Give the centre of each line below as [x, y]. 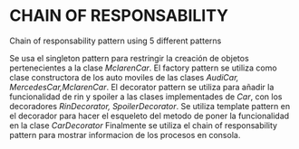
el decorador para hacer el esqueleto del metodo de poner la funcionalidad [149, 116]
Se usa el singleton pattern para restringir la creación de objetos [129, 58]
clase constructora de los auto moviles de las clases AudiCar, [124, 77]
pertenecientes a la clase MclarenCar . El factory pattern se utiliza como [144, 68]
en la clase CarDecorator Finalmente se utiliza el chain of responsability [144, 125]
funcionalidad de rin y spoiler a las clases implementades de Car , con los [146, 97]
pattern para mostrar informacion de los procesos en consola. [125, 135]
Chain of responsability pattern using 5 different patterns [116, 41]
